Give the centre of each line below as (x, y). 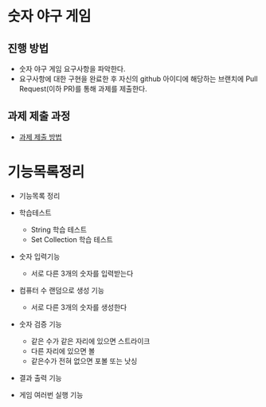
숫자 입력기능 (39, 256)
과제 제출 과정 (39, 116)
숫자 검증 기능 (40, 324)
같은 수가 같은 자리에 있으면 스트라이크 (90, 341)
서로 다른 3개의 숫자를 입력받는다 (82, 273)
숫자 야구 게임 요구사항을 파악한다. (72, 69)
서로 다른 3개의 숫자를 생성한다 (79, 307)
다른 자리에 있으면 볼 (63, 350)
